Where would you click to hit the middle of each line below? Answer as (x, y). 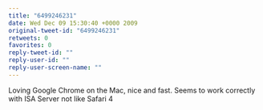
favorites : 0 (30, 45)
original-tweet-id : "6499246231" (64, 30)
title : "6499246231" (43, 16)
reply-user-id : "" (39, 61)
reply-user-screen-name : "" (55, 68)
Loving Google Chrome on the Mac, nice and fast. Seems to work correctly (132, 90)
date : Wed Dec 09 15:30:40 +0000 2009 (73, 23)
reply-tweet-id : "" (41, 53)
